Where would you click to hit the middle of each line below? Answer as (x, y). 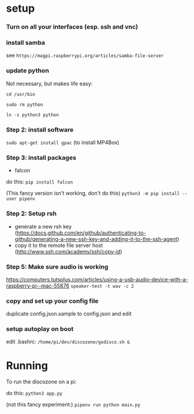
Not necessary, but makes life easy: (49, 84)
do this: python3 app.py (34, 393)
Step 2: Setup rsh (31, 213)
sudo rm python (25, 105)
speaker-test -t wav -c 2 (102, 286)
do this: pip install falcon (40, 182)
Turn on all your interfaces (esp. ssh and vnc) (72, 27)
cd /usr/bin (21, 94)
